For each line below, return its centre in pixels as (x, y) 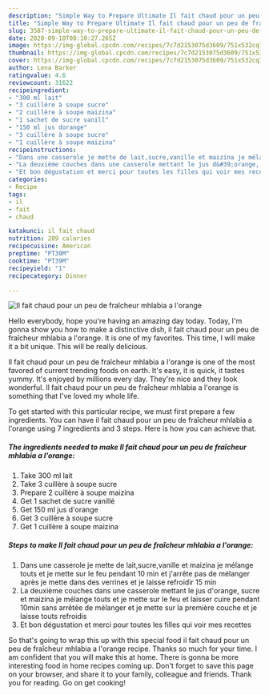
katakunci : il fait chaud (51, 231)
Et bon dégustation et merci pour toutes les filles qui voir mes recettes (136, 625)
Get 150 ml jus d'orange (59, 510)
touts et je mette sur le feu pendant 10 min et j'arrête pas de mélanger (135, 574)
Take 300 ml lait (46, 476)
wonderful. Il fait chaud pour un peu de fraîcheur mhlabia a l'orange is (123, 388)
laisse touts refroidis (53, 617)
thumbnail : (26, 53)
